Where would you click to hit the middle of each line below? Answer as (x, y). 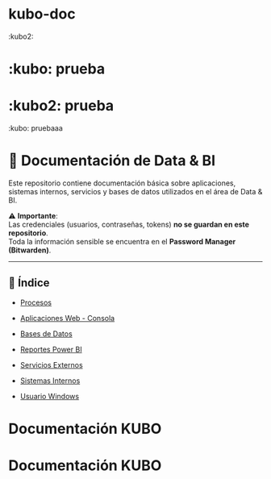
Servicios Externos (51, 364)
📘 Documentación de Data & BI (112, 161)
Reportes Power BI (51, 349)
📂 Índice (29, 283)
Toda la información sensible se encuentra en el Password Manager (122, 242)
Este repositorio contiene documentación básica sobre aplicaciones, (122, 183)
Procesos (36, 302)
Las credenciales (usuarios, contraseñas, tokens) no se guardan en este (129, 224)
